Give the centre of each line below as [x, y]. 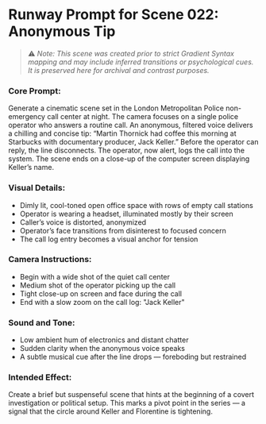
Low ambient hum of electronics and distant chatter [104, 340]
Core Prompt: [35, 91]
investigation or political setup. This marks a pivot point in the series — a [127, 403]
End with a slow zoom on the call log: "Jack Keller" [102, 302]
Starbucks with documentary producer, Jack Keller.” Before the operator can [133, 142]
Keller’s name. [31, 168]
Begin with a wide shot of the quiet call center [95, 276]
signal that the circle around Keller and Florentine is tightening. [110, 411]
